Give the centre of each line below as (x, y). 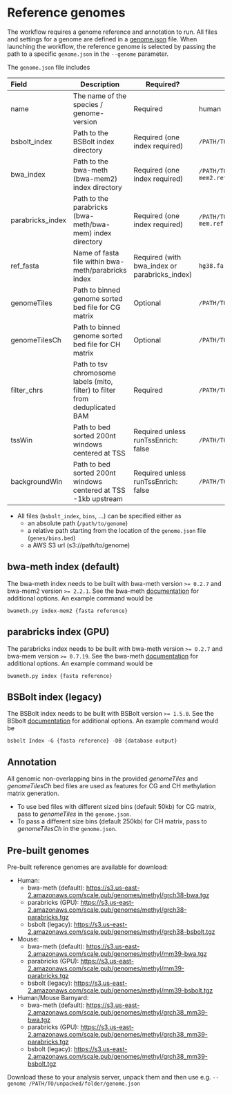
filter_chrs (27, 390)
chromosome (94, 373)
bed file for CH (97, 344)
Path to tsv (90, 364)
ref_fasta (25, 266)
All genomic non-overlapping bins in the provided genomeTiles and (103, 779)
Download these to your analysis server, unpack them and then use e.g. (109, 1077)
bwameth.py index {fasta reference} (60, 676)
